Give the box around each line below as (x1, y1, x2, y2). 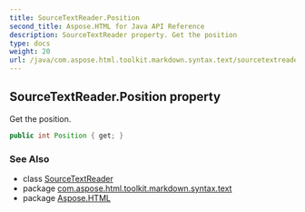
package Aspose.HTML (22, 192, 112, 203)
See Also (9, 152, 50, 165)
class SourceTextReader (22, 173, 113, 184)
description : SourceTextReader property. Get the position (9, 30, 238, 39)
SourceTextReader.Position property (9, 89, 221, 105)
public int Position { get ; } (9, 131, 124, 140)
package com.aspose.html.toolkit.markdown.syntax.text (22, 183, 232, 194)
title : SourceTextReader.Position (9, 13, 141, 23)
